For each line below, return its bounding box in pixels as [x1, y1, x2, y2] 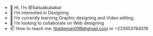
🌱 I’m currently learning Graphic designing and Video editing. [9, 15, 135, 20]
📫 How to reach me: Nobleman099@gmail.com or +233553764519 [9, 26, 149, 31]
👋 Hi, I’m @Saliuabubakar [9, 5, 62, 10]
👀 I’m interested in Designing [9, 10, 69, 16]
